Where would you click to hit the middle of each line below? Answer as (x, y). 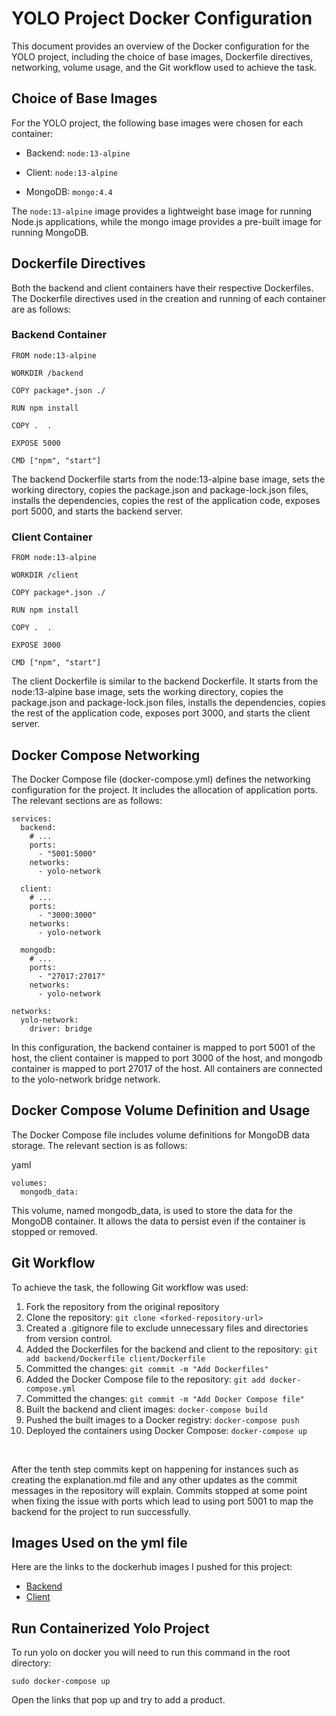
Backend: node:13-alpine (78, 153)
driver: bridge (61, 1028)
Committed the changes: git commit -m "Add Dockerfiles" (147, 1368)
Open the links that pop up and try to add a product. (118, 1700)
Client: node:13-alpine (72, 172)
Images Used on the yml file (99, 1542)
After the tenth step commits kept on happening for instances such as (155, 1469)
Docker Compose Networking (106, 755)
